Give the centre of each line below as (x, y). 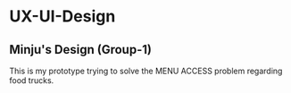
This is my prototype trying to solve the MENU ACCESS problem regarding (146, 71)
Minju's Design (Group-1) (80, 50)
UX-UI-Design (62, 17)
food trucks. (32, 80)
